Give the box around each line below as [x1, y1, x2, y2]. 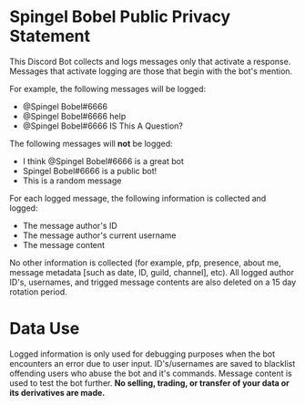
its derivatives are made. [9, 387, 106, 398]
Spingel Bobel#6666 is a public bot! [22, 165, 158, 176]
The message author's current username [22, 230, 177, 241]
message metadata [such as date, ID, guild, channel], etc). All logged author [9, 266, 294, 277]
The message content [22, 239, 106, 250]
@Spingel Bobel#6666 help [22, 110, 127, 121]
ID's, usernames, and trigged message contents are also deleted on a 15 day [9, 276, 297, 287]
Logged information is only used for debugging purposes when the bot [9, 348, 276, 359]
